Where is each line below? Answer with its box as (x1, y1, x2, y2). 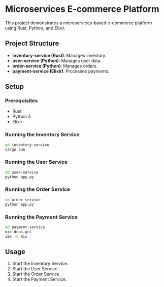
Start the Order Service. (12, 271, 61, 277)
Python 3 (12, 113, 31, 119)
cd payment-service (5, 224, 45, 230)
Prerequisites (5, 97, 38, 104)
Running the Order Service (5, 186, 70, 193)
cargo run (5, 147, 26, 152)
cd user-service (5, 170, 38, 175)
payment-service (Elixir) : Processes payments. (12, 68, 110, 74)
